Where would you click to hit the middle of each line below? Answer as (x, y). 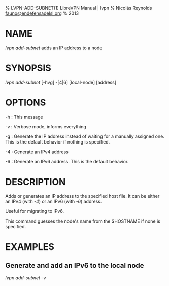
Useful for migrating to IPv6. (35, 211)
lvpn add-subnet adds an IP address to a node (54, 48)
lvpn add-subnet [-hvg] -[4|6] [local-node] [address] (61, 82)
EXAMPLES (30, 247)
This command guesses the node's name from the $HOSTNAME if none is (83, 221)
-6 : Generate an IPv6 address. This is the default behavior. (67, 161)
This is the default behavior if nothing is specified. (58, 141)
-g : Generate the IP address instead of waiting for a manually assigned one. (85, 136)
